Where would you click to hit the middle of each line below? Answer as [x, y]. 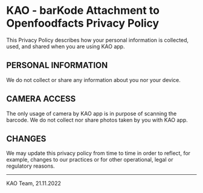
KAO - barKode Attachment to [83, 11]
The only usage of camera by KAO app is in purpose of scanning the [92, 113]
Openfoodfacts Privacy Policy [83, 23]
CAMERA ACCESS [41, 99]
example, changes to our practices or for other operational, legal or [90, 160]
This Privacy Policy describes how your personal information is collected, [98, 40]
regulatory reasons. [31, 166]
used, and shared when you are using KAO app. [66, 46]
